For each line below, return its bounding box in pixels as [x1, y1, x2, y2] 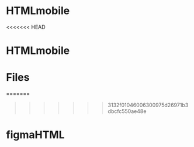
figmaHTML [6, 128, 65, 142]
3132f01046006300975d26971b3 [108, 101, 189, 109]
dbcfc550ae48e [108, 108, 147, 115]
